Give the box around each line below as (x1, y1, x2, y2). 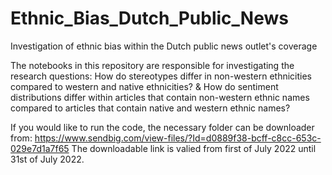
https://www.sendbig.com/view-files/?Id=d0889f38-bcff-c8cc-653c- (34, 132, 322, 144)
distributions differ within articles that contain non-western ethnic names (10, 91, 310, 103)
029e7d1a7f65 (10, 142, 70, 154)
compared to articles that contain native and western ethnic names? (10, 102, 291, 114)
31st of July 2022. (10, 153, 85, 165)
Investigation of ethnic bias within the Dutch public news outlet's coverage (10, 40, 318, 52)
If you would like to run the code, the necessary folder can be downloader (10, 121, 315, 133)
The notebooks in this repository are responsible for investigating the (10, 59, 295, 71)
